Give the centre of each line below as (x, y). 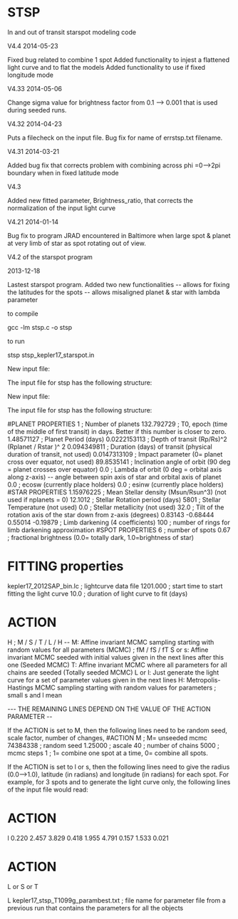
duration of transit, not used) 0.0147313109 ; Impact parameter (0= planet (115, 454)
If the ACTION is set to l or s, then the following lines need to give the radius (119, 767)
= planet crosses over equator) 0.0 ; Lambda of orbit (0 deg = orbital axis (115, 469)
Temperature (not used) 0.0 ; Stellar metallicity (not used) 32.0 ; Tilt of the (116, 507)
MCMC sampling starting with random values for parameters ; (125, 687)
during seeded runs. (37, 110)
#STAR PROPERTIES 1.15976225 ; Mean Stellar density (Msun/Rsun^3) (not (117, 492)
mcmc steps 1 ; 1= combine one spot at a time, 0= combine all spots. (108, 753)
